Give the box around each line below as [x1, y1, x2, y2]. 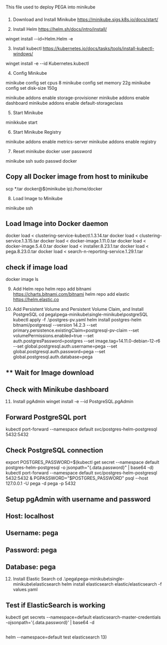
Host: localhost [5, 512, 54, 520]
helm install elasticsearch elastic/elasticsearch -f [61, 581, 162, 587]
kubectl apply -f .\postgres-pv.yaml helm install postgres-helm [12, 317, 142, 323]
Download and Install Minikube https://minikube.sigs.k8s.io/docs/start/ [12, 16, 159, 22]
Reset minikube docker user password [12, 148, 92, 154]
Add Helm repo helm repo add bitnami [12, 286, 92, 292]
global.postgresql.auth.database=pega [12, 354, 93, 360]
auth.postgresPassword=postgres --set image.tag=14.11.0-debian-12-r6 [12, 338, 161, 344]
